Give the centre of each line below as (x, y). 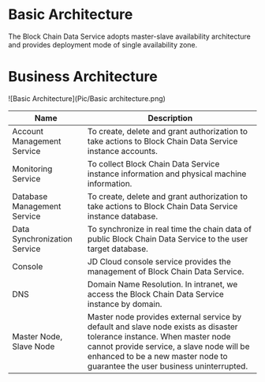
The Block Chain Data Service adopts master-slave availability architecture (129, 36)
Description (170, 118)
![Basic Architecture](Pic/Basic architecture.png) (87, 98)
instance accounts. (122, 151)
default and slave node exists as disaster (162, 327)
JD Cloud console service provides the (159, 261)
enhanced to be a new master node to (157, 356)
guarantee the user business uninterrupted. (168, 366)
